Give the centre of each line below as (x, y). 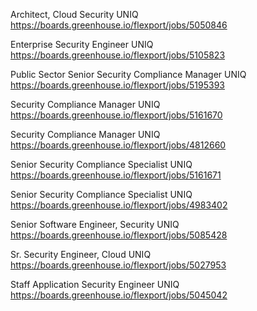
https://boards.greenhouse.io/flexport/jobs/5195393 (118, 85)
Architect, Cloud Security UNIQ (74, 14)
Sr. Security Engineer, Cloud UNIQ (81, 254)
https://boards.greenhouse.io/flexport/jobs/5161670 (116, 115)
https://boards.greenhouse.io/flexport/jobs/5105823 (118, 55)
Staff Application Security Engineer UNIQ (95, 284)
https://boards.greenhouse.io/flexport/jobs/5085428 (119, 235)
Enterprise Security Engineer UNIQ (82, 44)
